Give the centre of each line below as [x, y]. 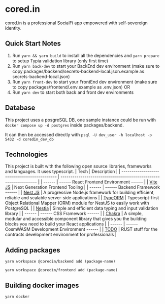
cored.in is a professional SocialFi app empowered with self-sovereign [76, 23]
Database [20, 108]
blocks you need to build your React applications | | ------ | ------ [72, 224]
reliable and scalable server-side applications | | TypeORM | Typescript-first [82, 198]
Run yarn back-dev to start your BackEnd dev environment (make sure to [86, 66]
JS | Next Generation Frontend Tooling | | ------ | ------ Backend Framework [82, 187]
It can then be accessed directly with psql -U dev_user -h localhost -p [78, 134]
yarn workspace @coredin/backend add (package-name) [60, 261]
